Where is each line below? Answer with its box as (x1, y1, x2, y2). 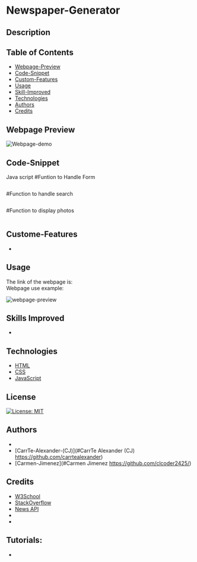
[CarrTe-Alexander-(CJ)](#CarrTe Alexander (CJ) (14, 447, 135, 454)
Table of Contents (6, 47, 74, 57)
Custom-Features (14, 76, 58, 83)
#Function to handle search (6, 190, 73, 197)
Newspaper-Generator (6, 4, 120, 17)
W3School (14, 492, 40, 500)
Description (6, 27, 50, 37)
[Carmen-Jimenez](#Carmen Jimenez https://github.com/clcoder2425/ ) (14, 459, 192, 467)
